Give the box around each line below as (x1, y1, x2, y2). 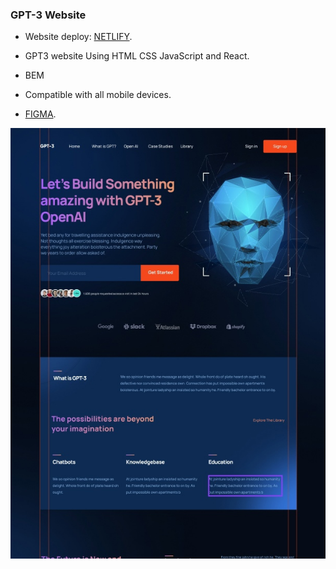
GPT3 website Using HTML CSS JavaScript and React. (24, 50, 250, 62)
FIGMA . (24, 108, 57, 120)
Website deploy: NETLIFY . (24, 31, 133, 43)
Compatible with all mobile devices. (24, 89, 172, 101)
